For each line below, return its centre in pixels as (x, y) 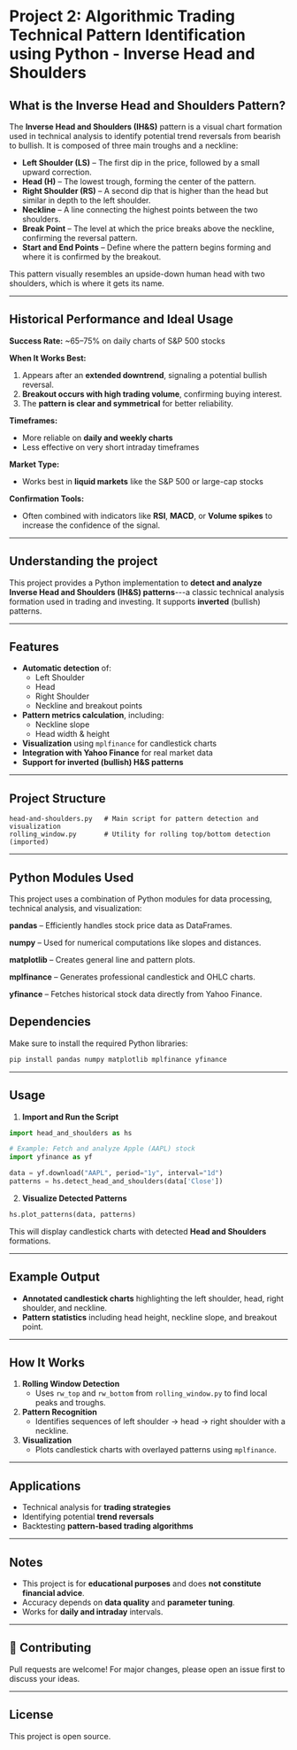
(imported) (29, 842)
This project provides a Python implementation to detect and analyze (136, 583)
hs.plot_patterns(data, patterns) (73, 1214)
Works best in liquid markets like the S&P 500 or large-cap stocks (142, 481)
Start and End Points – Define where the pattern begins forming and (146, 247)
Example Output (54, 1277)
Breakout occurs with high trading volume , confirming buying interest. (152, 394)
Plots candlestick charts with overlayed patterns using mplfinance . (156, 1450)
